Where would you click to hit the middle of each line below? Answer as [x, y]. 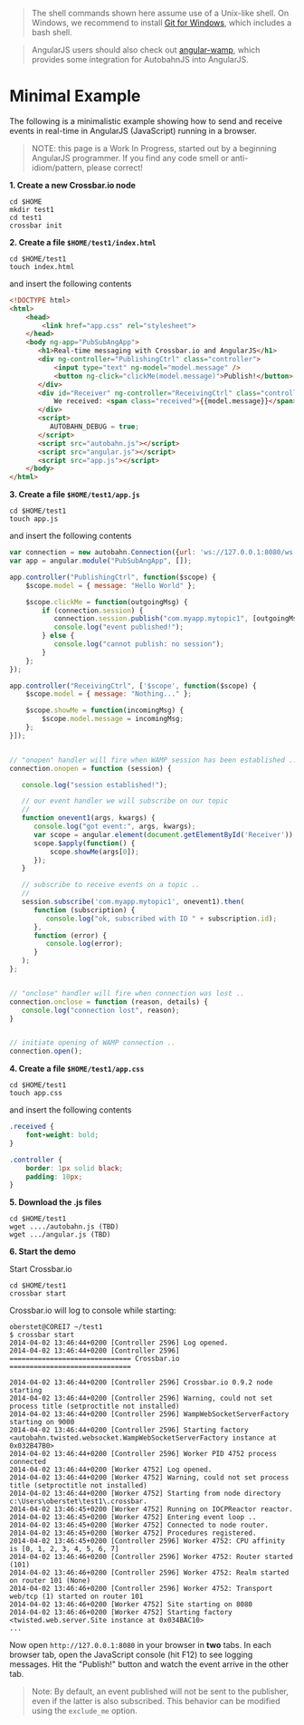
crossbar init [36, 226]
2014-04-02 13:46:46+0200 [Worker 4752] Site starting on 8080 [131, 1605]
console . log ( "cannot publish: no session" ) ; [139, 644]
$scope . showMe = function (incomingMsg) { [104, 710]
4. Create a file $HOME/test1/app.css [77, 1069]
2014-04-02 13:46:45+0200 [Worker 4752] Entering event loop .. [133, 1518]
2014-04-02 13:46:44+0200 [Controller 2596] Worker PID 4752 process [143, 1454]
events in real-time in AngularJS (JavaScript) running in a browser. [133, 130]
